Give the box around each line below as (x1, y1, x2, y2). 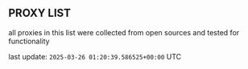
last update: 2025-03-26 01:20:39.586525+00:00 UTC (8, 51, 182, 61)
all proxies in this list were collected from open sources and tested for (8, 27, 240, 37)
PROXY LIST (8, 6, 71, 20)
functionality (8, 36, 50, 46)
